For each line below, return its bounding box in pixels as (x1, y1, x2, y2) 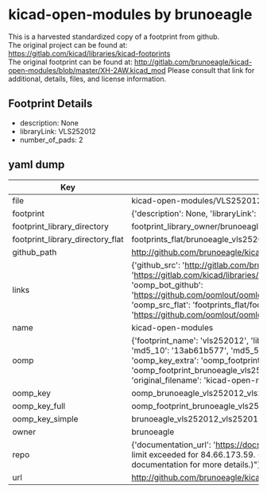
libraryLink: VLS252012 (19, 126, 96, 136)
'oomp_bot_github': (130, 279, 203, 291)
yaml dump (8, 158, 65, 171)
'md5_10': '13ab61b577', (130, 345, 229, 356)
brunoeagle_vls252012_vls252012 (130, 413, 264, 424)
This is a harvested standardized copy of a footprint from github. (8, 32, 220, 41)
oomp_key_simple (12, 413, 79, 424)
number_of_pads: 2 (19, 135, 83, 144)
